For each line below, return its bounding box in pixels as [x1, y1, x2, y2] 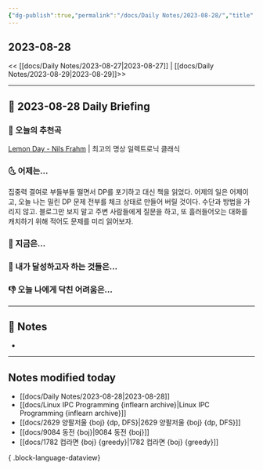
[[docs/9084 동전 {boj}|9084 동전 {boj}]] [19, 428, 150, 437]
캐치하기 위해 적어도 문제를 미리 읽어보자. [8, 217, 134, 226]
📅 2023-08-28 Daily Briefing [8, 100, 150, 113]
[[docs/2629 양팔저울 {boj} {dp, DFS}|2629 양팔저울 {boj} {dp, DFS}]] [19, 417, 241, 428]
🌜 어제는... [8, 166, 49, 177]
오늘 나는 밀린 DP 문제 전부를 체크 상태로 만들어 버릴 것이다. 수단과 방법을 [18, 197, 243, 206]
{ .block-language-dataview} [8, 453, 101, 463]
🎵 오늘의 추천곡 [8, 125, 62, 136]
